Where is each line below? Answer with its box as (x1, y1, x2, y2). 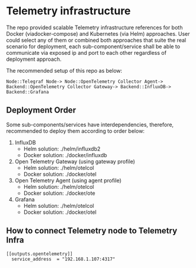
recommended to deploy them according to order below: (6, 127, 145, 135)
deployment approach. (6, 55, 62, 63)
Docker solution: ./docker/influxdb (23, 151, 108, 158)
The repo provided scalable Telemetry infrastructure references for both (6, 24, 183, 31)
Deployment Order (6, 105, 76, 116)
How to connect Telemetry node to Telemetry (6, 226, 178, 236)
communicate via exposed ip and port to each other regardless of (6, 49, 167, 56)
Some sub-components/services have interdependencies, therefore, (6, 121, 174, 128)
